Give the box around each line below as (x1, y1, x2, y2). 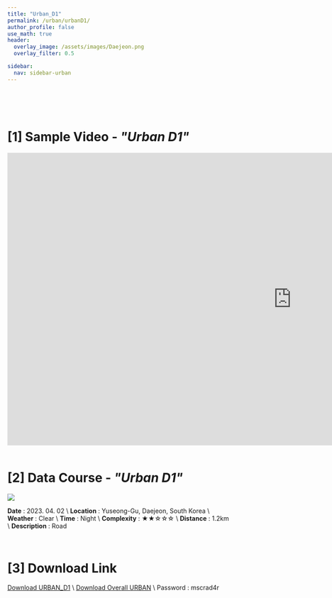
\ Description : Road (7, 521, 67, 530)
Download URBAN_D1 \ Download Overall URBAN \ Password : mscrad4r (7, 583, 220, 592)
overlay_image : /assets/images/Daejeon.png (13, 43, 144, 50)
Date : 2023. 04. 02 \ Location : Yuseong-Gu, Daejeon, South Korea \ (7, 506, 210, 515)
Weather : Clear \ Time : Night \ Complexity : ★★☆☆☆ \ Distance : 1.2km (7, 514, 229, 522)
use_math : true (7, 30, 52, 38)
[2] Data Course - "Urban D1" (7, 470, 183, 486)
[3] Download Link (7, 560, 117, 576)
